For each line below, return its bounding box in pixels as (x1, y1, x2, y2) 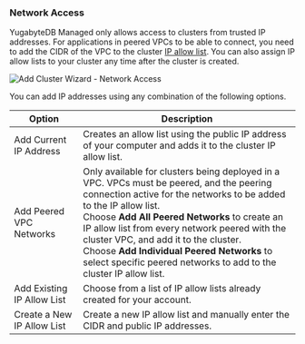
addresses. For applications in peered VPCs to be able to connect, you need (9, 36, 295, 47)
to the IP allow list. (83, 200, 161, 212)
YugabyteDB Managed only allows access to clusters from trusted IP (9, 27, 266, 38)
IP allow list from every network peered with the (83, 222, 287, 235)
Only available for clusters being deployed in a (83, 165, 280, 178)
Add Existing (14, 282, 68, 295)
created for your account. (83, 293, 192, 306)
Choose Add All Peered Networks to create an (83, 211, 284, 223)
